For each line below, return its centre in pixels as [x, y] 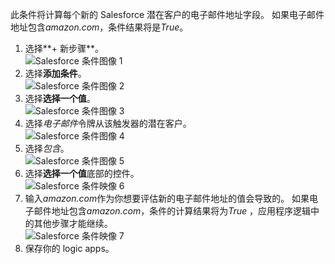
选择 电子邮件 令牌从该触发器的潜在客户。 [108, 123]
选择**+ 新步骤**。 [64, 48]
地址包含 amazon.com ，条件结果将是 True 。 [99, 27]
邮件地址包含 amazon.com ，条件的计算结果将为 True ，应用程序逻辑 [172, 211]
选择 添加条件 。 [55, 73]
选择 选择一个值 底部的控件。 [82, 173]
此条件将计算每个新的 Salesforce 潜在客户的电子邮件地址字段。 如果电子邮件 [167, 14]
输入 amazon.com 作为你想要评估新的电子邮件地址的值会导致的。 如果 [167, 198]
